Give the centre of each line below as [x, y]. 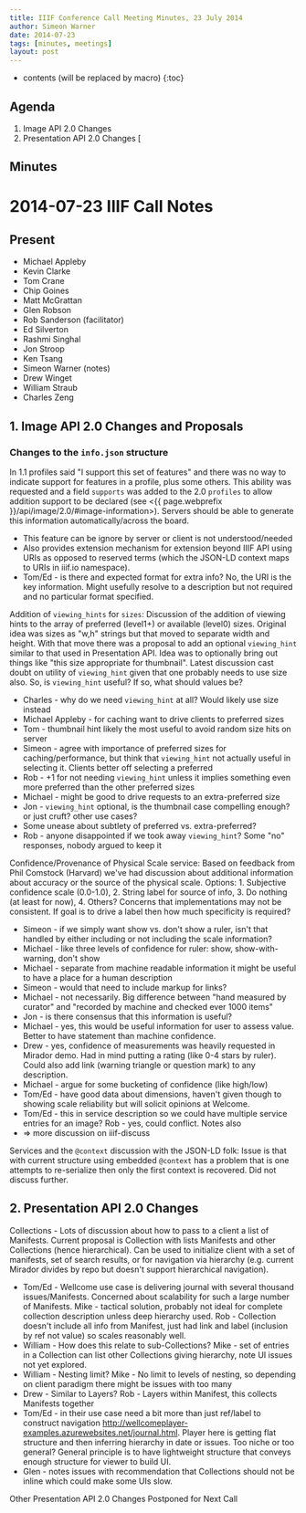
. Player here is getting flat [227, 1432]
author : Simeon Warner [53, 26]
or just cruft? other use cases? [80, 816]
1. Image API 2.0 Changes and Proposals [127, 426]
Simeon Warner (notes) [67, 368]
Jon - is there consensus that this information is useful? [127, 1017]
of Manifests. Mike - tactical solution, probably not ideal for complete [153, 1306]
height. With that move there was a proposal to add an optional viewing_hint [153, 644]
